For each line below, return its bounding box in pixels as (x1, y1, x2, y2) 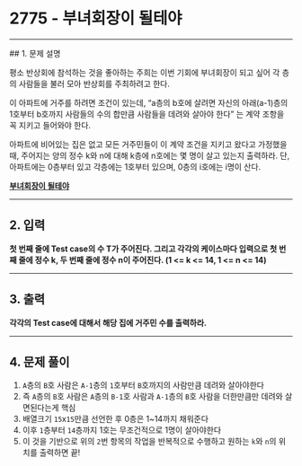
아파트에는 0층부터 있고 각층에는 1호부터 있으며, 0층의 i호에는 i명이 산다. (9, 161, 262, 171)
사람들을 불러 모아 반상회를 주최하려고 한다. (18, 78, 171, 89)
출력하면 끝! (39, 447, 81, 458)
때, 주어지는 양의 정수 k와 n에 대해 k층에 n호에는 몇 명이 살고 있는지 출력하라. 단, (9, 150, 290, 161)
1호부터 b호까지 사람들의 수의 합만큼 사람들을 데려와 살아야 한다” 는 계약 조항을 (9, 109, 285, 119)
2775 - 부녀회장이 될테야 (9, 8, 182, 29)
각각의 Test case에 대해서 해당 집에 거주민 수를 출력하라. (9, 317, 208, 328)
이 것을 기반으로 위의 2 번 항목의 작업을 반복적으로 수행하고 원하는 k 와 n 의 (22, 436, 277, 447)
